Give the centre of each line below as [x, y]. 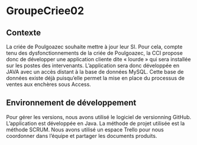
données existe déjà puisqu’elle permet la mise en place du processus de [96, 78]
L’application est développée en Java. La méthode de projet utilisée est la [96, 123]
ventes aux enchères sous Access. [49, 84]
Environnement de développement [71, 103]
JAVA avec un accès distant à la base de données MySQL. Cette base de [95, 72]
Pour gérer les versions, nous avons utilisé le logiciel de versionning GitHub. [99, 117]
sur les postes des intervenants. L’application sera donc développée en [93, 65]
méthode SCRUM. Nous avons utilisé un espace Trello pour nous [85, 129]
